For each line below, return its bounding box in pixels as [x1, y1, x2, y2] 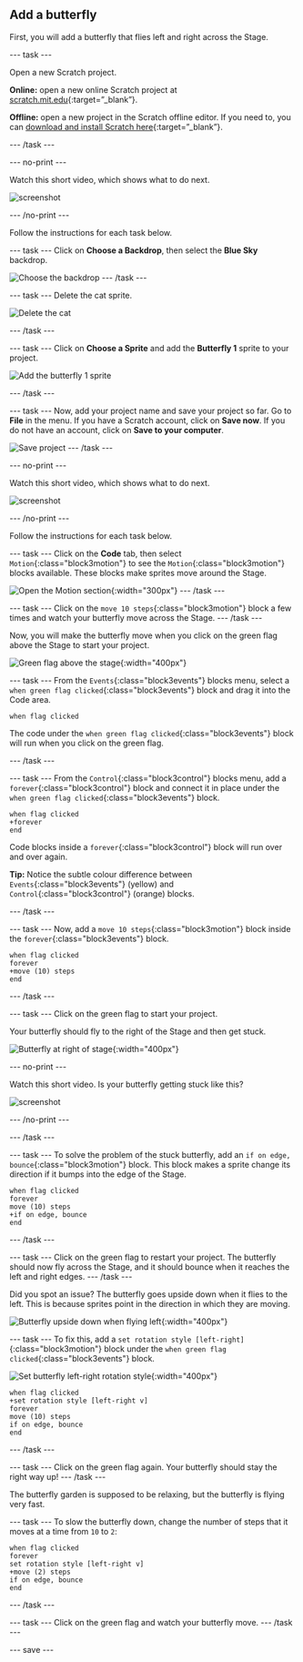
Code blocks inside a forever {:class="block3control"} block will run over [9, 841, 283, 852]
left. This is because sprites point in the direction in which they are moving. [9, 1298, 291, 1309]
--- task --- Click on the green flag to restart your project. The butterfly [9, 1252, 277, 1262]
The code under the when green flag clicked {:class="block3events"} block [9, 727, 294, 738]
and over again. [9, 851, 68, 862]
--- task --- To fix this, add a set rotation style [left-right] [9, 1333, 245, 1344]
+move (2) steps [9, 1567, 71, 1576]
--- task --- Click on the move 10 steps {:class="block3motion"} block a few [9, 603, 292, 613]
